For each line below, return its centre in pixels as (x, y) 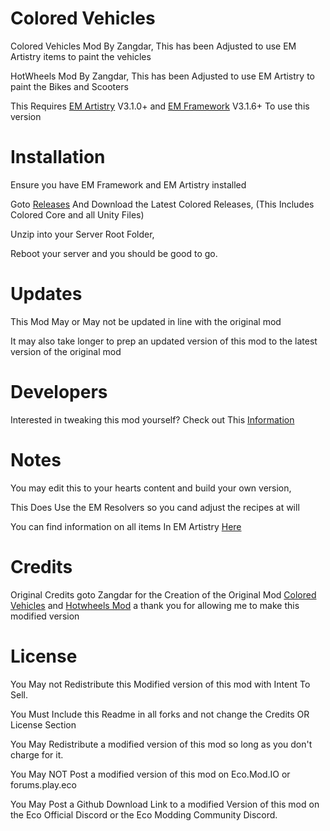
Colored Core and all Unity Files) (77, 214)
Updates (46, 294)
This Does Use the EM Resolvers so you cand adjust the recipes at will (155, 507)
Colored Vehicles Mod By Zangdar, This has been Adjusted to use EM (153, 46)
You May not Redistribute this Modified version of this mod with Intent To (160, 684)
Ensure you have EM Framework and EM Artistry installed (128, 184)
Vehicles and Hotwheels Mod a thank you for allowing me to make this (155, 605)
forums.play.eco (43, 784)
